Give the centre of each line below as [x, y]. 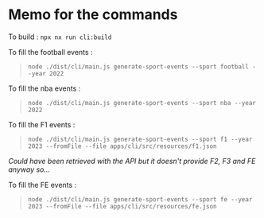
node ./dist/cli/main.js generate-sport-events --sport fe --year [140, 199]
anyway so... [29, 169]
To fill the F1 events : [42, 124]
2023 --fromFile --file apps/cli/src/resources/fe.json [122, 206]
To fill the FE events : [43, 185]
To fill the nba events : [45, 88]
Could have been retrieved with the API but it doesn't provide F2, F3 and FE [132, 161]
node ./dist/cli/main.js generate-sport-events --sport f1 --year [140, 139]
